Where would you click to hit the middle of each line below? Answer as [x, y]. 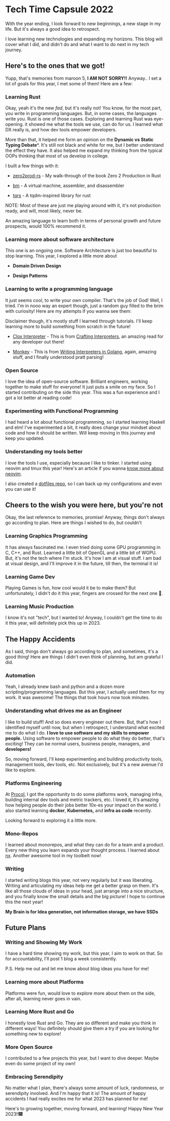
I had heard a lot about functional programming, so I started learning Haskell [85, 422]
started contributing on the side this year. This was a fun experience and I [82, 392]
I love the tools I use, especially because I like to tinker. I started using [78, 463]
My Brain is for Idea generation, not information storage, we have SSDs [82, 911]
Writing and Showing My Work [44, 942]
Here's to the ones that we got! [55, 66]
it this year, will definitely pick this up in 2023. [53, 623]
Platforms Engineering [34, 783]
